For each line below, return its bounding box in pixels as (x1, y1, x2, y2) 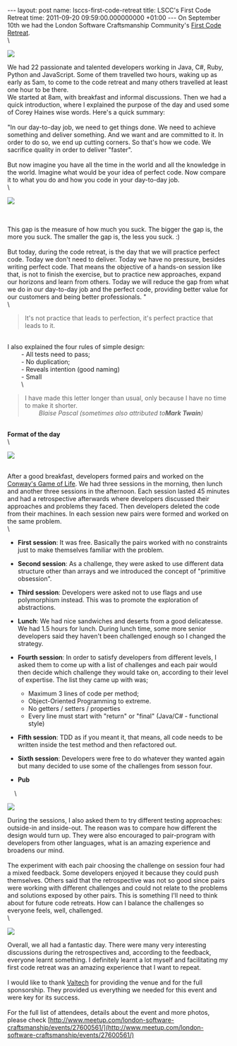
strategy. (17, 640, 44, 647)
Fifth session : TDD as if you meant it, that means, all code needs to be (17, 733, 224, 741)
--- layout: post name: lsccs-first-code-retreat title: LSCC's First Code (7, 6, 212, 14)
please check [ (7, 1016, 51, 1024)
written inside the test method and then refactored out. (17, 741, 177, 748)
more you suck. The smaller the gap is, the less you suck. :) (7, 233, 180, 241)
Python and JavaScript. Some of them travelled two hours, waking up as (7, 71, 217, 78)
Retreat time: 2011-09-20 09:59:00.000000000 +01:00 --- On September (7, 13, 221, 22)
